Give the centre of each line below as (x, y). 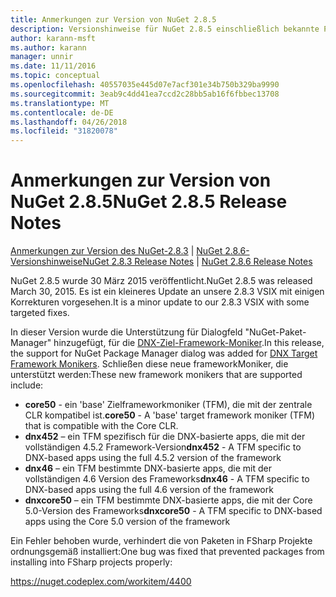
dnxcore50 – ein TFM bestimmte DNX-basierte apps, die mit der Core (168, 500)
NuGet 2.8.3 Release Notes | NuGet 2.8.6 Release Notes (197, 262)
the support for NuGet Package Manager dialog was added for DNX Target (164, 353)
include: (27, 385)
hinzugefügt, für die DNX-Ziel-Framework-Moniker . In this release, (189, 343)
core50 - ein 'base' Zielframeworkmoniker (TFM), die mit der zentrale (168, 405)
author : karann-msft (53, 38)
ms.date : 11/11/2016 (53, 66)
